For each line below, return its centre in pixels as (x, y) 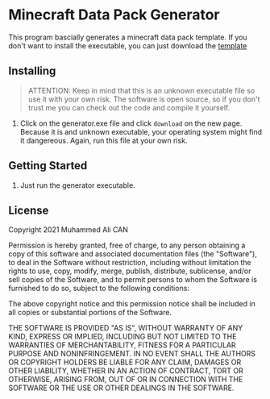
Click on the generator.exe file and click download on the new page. (131, 123)
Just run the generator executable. (77, 185)
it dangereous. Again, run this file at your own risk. (104, 140)
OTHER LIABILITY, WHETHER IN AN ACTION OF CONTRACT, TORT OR (126, 371)
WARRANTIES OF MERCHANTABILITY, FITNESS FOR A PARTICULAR (122, 345)
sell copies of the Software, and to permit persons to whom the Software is (133, 280)
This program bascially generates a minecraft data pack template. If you (128, 37)
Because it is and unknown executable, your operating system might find (141, 131)
